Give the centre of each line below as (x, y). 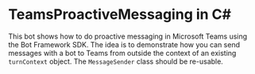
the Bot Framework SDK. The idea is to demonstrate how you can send (124, 44)
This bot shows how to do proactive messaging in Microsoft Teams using (128, 36)
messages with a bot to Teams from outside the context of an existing (122, 53)
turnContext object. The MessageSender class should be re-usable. (116, 61)
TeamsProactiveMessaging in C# (120, 15)
